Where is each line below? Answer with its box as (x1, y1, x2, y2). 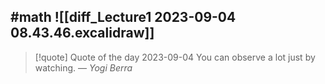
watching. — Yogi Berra (34, 61, 133, 74)
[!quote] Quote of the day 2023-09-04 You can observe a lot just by (34, 51, 316, 63)
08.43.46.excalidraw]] (10, 25, 155, 42)
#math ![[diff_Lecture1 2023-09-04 (10, 9, 237, 26)
